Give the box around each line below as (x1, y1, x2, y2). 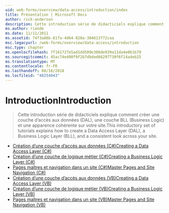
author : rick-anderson (5, 17, 53, 22)
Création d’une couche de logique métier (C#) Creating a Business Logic (12, 153, 163, 159)
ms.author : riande (5, 26, 44, 31)
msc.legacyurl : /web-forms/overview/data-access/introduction (5, 40, 139, 45)
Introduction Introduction (5, 95, 111, 107)
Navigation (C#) (12, 170, 46, 176)
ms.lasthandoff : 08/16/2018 (5, 69, 65, 74)
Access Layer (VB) (12, 180, 52, 186)
